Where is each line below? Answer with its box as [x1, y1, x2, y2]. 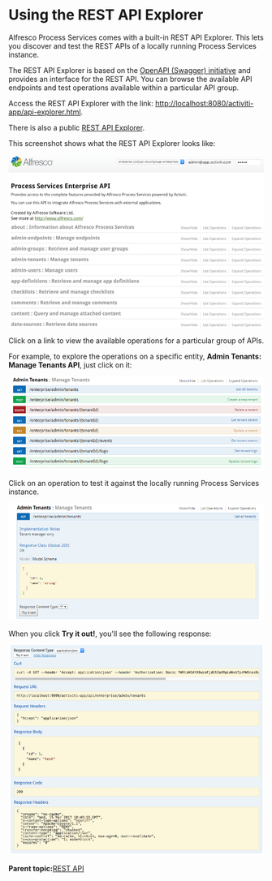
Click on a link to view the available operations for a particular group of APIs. [8, 336, 265, 346]
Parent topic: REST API [8, 863, 84, 873]
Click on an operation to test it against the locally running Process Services [8, 479, 260, 488]
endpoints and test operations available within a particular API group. [8, 83, 240, 92]
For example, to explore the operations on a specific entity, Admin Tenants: [8, 351, 262, 362]
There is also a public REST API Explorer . [8, 122, 145, 132]
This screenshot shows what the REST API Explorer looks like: [8, 138, 216, 148]
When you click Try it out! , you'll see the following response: [8, 629, 212, 638]
